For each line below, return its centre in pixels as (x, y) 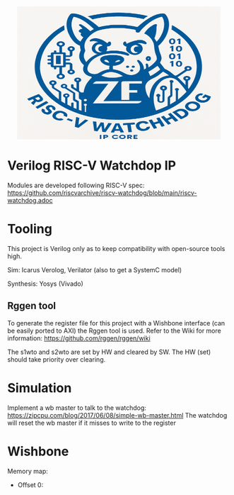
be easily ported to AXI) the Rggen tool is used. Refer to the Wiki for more (114, 330)
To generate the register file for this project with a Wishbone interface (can (116, 323)
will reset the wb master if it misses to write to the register (92, 423)
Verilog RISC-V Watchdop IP (92, 166)
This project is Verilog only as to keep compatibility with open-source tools (116, 248)
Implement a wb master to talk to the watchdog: (77, 408)
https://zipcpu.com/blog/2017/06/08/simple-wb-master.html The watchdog (117, 415)
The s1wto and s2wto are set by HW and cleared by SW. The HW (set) (109, 352)
